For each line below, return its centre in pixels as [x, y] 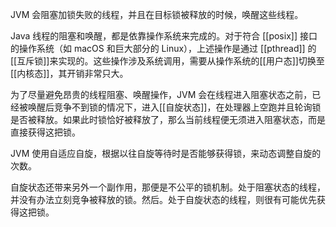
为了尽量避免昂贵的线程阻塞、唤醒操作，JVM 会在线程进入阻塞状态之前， [161, 94]
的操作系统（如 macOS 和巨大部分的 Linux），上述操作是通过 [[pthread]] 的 [163, 48]
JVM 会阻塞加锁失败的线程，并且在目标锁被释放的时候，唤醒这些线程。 [157, 14]
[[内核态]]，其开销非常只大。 [69, 73]
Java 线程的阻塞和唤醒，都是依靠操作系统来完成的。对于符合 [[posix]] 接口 [164, 36]
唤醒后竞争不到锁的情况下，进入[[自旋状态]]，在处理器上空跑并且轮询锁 [174, 107]
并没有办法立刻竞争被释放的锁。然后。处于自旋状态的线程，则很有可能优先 [163, 199]
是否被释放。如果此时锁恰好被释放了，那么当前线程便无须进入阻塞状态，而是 [168, 119]
